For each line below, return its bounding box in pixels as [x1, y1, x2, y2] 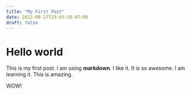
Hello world [6, 45, 64, 59]
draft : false [6, 20, 38, 25]
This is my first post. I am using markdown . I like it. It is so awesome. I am [6, 64, 186, 72]
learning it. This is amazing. [6, 71, 73, 78]
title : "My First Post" [6, 8, 65, 15]
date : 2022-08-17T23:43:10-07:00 [6, 14, 88, 20]
